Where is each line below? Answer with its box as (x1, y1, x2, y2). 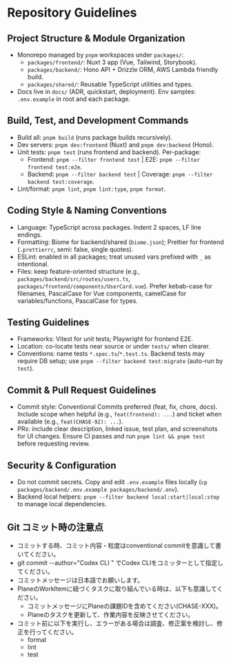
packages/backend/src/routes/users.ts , (17, 275, 131, 283)
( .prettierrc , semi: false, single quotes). (17, 245, 134, 253)
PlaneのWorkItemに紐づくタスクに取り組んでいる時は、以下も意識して (17, 584, 217, 593)
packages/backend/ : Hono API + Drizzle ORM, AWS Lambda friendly (27, 66, 219, 73)
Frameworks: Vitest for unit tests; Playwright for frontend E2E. (17, 335, 194, 343)
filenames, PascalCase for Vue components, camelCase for (17, 289, 187, 297)
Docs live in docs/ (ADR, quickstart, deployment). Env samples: (17, 88, 197, 95)
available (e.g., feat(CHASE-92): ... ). (17, 417, 123, 426)
